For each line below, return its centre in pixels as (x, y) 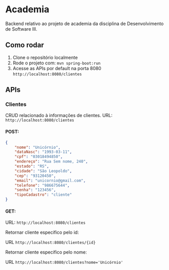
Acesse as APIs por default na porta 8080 (57, 68)
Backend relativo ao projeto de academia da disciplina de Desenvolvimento (84, 24)
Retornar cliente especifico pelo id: (42, 232)
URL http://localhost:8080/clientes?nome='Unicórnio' (64, 262)
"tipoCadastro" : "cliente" (43, 195)
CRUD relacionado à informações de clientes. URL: (59, 116)
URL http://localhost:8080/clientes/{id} (50, 242)
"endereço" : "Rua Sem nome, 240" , (51, 162)
